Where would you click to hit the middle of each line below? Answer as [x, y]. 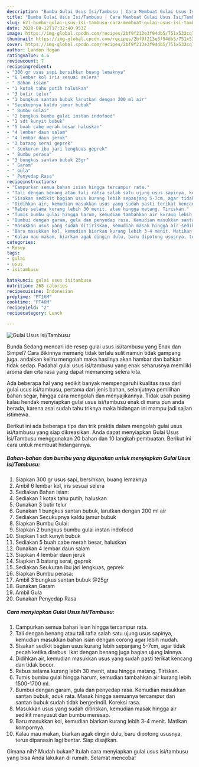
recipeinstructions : [32, 182]
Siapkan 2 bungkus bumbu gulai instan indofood [74, 530]
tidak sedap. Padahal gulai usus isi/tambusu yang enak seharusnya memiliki [99, 365]
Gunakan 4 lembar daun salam [53, 548]
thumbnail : [20, 39]
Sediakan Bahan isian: [42, 492]
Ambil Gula [28, 592]
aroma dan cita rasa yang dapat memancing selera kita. [74, 371]
